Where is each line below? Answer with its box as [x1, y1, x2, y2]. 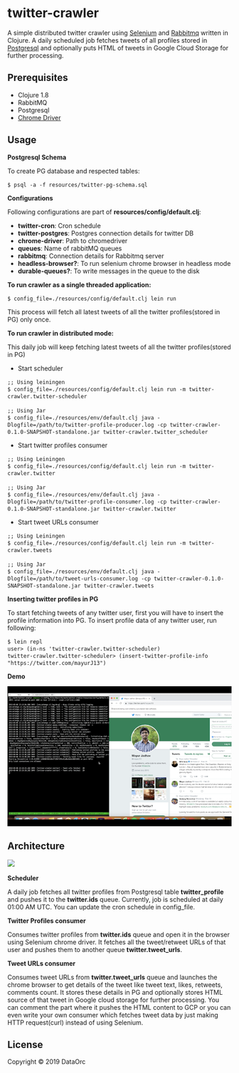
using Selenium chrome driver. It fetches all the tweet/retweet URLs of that [7, 937, 226, 946]
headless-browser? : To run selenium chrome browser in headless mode [17, 259, 231, 267]
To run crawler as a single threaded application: [7, 280, 152, 289]
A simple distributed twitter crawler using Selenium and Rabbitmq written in [7, 28, 229, 37]
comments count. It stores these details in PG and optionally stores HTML [7, 988, 223, 996]
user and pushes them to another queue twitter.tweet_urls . [7, 945, 183, 954]
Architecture [7, 840, 65, 853]
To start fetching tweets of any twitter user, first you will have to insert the [7, 608, 224, 616]
